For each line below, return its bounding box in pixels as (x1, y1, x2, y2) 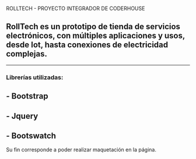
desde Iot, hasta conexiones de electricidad (6, 40, 169, 50)
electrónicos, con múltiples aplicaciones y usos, (6, 31, 185, 41)
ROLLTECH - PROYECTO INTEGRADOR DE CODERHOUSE (6, 5, 145, 12)
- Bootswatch (6, 130, 57, 140)
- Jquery (6, 111, 38, 121)
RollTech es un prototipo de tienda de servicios (6, 22, 181, 31)
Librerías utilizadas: (6, 73, 64, 81)
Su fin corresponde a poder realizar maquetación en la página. (6, 146, 156, 153)
